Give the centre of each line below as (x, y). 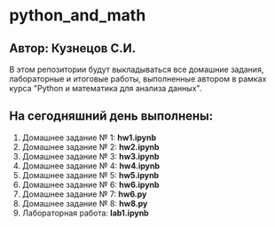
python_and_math (78, 16)
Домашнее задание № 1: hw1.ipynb (89, 137)
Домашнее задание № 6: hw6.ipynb (90, 184)
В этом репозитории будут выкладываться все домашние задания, (137, 69)
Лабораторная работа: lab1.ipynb (85, 213)
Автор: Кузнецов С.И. (72, 48)
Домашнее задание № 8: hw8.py (85, 203)
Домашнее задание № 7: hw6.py (84, 194)
